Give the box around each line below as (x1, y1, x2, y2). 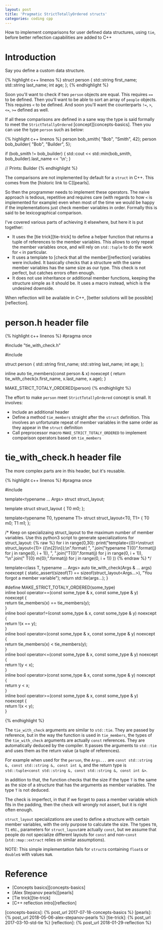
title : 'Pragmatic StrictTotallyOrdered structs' (5, 12, 108, 17)
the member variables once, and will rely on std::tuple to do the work (12, 244, 153, 250)
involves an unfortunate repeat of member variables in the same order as (12, 419, 158, 425)
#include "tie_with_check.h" (5, 343, 61, 349)
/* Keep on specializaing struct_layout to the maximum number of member (5, 530, 154, 535)
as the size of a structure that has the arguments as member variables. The (5, 782, 155, 788)
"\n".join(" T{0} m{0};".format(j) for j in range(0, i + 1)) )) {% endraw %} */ (5, 555, 152, 561)
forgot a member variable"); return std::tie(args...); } (5, 575, 108, 581)
